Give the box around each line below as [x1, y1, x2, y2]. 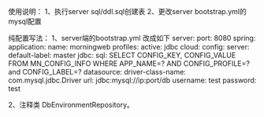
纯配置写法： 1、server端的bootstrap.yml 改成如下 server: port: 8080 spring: [8, 34, 256, 42]
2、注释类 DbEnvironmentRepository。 [8, 101, 134, 109]
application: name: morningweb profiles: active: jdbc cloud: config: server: [8, 42, 250, 51]
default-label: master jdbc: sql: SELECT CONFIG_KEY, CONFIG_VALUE [8, 50, 236, 60]
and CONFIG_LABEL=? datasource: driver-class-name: [8, 68, 187, 76]
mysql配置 [8, 16, 42, 26]
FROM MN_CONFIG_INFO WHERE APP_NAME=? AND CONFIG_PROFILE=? [8, 59, 251, 68]
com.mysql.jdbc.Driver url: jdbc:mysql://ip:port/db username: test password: [8, 75, 257, 85]
